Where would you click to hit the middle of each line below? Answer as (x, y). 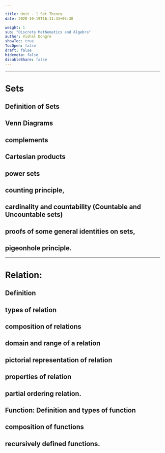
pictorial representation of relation (59, 360)
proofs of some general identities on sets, (70, 231)
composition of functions (45, 427)
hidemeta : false (22, 55)
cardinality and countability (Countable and (73, 207)
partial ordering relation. (43, 394)
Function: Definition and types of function (70, 410)
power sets (23, 174)
